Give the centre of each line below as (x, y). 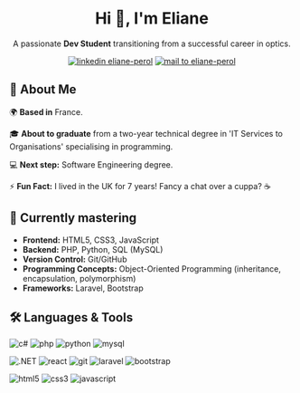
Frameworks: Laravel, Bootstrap (83, 288)
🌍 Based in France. (46, 111)
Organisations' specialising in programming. (91, 146)
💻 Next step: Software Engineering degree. (91, 164)
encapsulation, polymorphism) (79, 278)
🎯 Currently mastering (73, 218)
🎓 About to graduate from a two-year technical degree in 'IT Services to (146, 133)
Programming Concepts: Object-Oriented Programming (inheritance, (152, 268)
